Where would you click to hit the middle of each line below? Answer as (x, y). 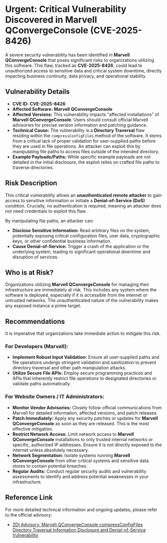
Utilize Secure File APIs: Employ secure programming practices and (82, 373)
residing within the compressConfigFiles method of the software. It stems (87, 135)
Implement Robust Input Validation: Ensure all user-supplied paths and (86, 357)
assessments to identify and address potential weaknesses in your (81, 476)
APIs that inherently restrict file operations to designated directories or (84, 378)
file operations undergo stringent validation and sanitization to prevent (84, 362)
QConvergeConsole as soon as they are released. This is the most (81, 423)
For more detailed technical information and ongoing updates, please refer (81, 510)
